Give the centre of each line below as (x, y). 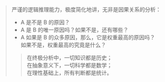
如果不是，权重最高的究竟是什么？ (63, 45)
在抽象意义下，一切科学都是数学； (69, 65)
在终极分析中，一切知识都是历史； (69, 58)
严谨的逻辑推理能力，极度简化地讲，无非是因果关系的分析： (86, 9)
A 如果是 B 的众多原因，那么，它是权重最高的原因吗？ (88, 37)
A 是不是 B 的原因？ (45, 22)
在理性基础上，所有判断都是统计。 (69, 73)
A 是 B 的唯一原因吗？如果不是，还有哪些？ (75, 30)
